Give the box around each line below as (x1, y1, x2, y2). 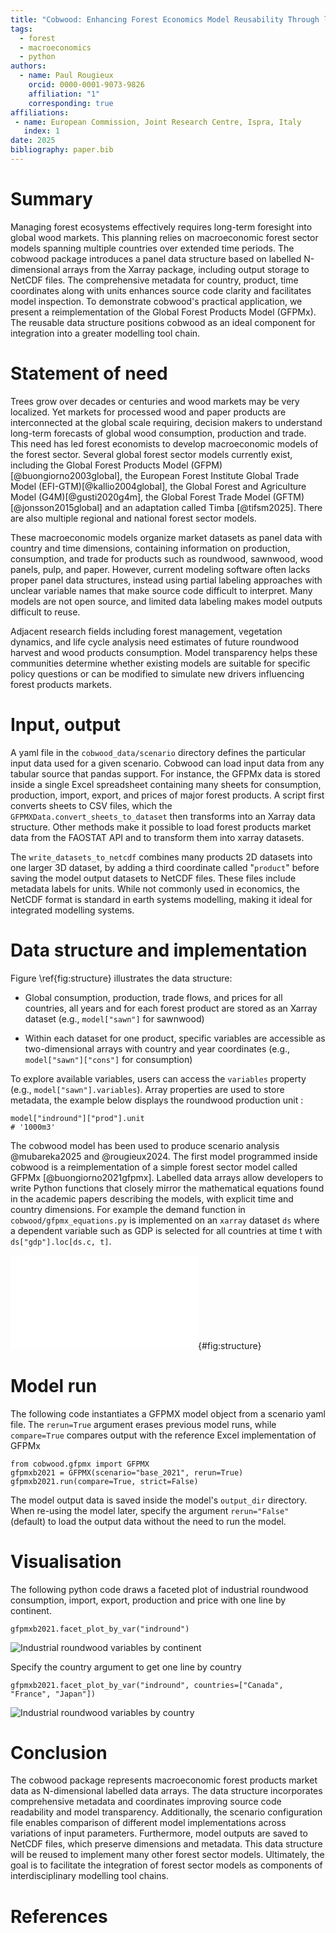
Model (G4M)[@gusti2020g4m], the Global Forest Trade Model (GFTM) (10, 491, 305, 503)
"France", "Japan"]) (10, 1689, 97, 1699)
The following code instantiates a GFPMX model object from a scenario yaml (10, 1407, 326, 1420)
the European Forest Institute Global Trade (124, 469, 300, 481)
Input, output (10, 713, 121, 736)
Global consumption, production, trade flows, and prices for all (24, 991, 283, 1003)
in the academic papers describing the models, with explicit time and (10, 1192, 294, 1205)
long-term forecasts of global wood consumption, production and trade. (10, 427, 307, 439)
